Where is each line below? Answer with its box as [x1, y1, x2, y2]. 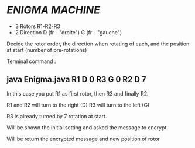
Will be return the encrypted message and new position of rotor [6, 135, 160, 142]
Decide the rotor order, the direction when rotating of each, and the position [6, 40, 190, 47]
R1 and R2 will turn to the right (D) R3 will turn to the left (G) [6, 101, 150, 108]
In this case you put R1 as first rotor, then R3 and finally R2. [6, 90, 149, 97]
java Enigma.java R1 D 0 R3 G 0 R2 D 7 [6, 75, 146, 84]
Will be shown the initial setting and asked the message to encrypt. [6, 124, 169, 131]
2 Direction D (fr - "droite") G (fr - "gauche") [15, 29, 122, 36]
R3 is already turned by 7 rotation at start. [6, 112, 107, 119]
